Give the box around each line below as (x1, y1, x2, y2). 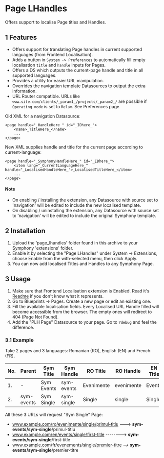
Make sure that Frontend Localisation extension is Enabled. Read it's (12, 288, 150, 294)
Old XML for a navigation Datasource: (5, 113, 81, 119)
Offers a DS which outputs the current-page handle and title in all (12, 67, 143, 73)
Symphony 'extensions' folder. (12, 245, 74, 251)
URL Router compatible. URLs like (12, 93, 80, 99)
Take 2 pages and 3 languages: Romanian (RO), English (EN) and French (5, 347, 151, 353)
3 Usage (5, 275, 31, 283)
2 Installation (5, 227, 45, 235)
